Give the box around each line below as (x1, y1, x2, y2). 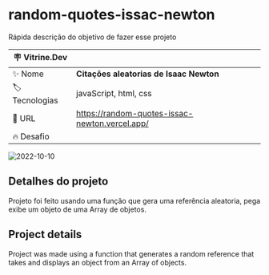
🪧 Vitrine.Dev (13, 51, 68, 63)
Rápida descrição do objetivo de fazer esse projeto (8, 32, 177, 42)
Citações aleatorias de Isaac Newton (75, 68, 219, 79)
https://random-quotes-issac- (75, 107, 194, 119)
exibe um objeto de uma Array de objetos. (8, 204, 147, 214)
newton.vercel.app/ (75, 118, 150, 129)
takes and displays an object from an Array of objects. (8, 257, 187, 267)
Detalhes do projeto (8, 175, 109, 188)
